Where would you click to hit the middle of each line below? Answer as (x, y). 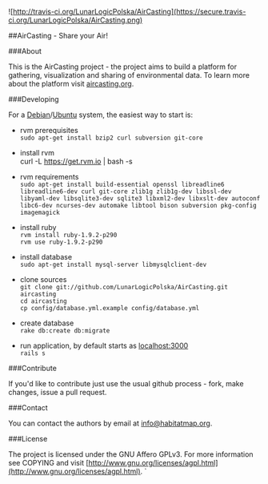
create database (47, 323)
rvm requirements (49, 177)
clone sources (43, 279)
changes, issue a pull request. (58, 392)
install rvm (37, 153)
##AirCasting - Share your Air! (58, 36)
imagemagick (40, 212)
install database (46, 257)
